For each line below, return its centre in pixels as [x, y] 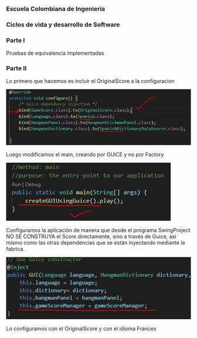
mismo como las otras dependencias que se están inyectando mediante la [96, 242]
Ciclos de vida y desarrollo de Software [63, 24]
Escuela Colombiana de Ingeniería [56, 9]
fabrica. [16, 249]
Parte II [16, 68]
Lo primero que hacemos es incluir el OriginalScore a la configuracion [90, 81]
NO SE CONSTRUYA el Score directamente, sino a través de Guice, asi [91, 236]
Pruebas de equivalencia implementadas [55, 53]
